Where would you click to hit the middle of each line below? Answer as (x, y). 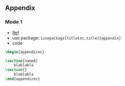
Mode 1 (14, 22)
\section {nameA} (21, 61)
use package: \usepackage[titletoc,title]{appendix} (67, 38)
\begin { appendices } (25, 52)
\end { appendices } (23, 79)
